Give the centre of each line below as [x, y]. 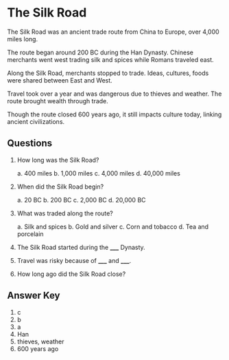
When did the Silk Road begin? [60, 187]
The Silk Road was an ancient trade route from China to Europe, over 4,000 [113, 32]
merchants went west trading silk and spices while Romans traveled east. [110, 59]
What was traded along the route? [65, 213]
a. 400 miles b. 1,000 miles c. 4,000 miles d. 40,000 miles [98, 173]
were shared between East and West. [60, 80]
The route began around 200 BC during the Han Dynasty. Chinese [100, 52]
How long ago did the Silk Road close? [71, 274]
